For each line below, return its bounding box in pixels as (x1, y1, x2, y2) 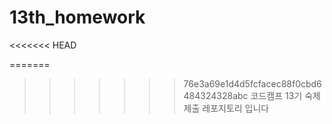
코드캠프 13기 (250, 89, 303, 101)
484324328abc (183, 89, 249, 101)
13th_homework (9, 6, 146, 29)
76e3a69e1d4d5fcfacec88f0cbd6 (183, 77, 322, 90)
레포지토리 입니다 (202, 102, 270, 114)
